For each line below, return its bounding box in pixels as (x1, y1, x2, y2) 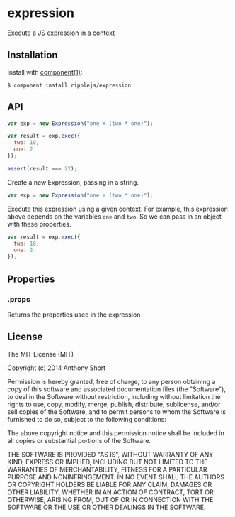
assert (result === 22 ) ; (7, 165, 78, 172)
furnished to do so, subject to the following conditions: (7, 415, 166, 423)
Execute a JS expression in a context (7, 28, 115, 37)
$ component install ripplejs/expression (7, 82, 132, 89)
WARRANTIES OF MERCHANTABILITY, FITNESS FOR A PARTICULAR (7, 465, 207, 474)
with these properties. (7, 219, 71, 228)
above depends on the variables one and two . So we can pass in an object (7, 212, 222, 221)
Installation (7, 49, 58, 61)
